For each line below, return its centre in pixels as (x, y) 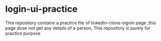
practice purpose (23, 33)
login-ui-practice (41, 9)
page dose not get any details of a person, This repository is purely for (78, 28)
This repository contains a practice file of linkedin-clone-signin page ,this (81, 23)
